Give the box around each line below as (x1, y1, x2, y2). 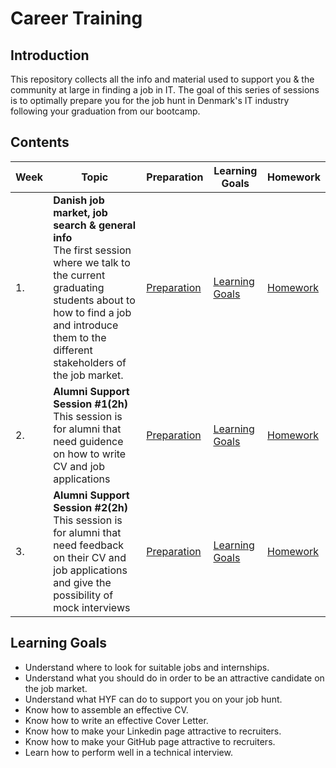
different (53, 343, 93, 357)
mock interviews (53, 600, 131, 614)
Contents (10, 134, 70, 151)
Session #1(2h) (53, 397, 129, 411)
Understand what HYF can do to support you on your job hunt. (24, 693, 283, 705)
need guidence (53, 434, 124, 448)
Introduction (10, 47, 90, 64)
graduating (53, 280, 105, 294)
